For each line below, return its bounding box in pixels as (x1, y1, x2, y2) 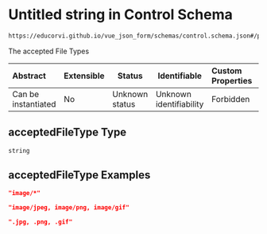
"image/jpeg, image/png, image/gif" (8, 204, 130, 212)
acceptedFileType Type (8, 126, 127, 139)
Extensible (63, 70, 105, 81)
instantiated (12, 98, 56, 109)
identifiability (155, 98, 204, 109)
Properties (211, 75, 253, 86)
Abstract (12, 70, 46, 81)
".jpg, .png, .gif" (8, 218, 73, 226)
